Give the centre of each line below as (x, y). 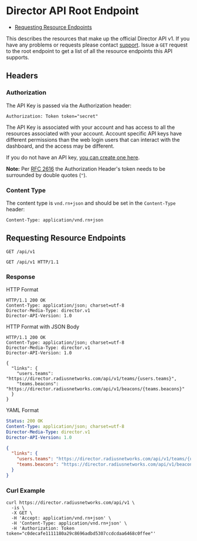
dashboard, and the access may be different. (60, 146)
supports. (18, 57)
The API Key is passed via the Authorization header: (69, 105)
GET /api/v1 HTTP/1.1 (33, 262)
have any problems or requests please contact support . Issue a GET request (97, 45)
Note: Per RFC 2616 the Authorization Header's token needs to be (86, 168)
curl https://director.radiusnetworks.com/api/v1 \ (70, 503)
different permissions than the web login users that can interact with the (93, 140)
